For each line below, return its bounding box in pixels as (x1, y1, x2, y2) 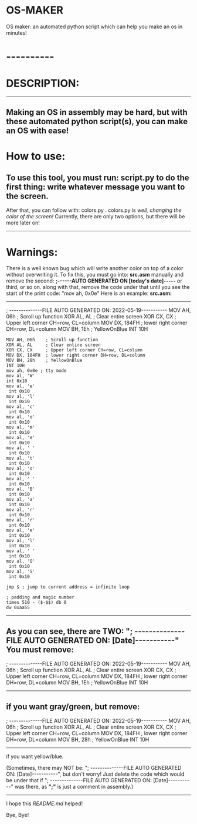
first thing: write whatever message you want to (6, 182, 185, 192)
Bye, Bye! (6, 812, 29, 819)
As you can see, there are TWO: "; (6, 626, 133, 636)
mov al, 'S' (6, 569, 35, 574)
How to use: (6, 149, 66, 162)
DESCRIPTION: (6, 77, 80, 90)
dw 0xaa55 (6, 604, 30, 611)
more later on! (6, 219, 40, 227)
